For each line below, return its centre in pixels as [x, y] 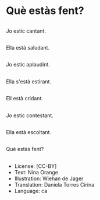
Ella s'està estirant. [28, 81]
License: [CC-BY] [35, 166]
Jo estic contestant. [30, 115]
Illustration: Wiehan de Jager [49, 178]
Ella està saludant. [28, 47]
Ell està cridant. [25, 99]
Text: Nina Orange [36, 172]
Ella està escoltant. [28, 132]
